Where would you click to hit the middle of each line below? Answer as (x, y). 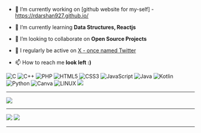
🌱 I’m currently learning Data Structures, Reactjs (75, 27)
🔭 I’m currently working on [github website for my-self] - (84, 9)
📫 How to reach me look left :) (53, 62)
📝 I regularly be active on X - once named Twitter (75, 50)
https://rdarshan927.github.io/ (51, 16)
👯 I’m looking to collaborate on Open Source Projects (81, 39)
